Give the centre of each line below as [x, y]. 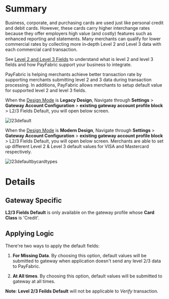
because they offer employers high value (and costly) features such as [79, 33]
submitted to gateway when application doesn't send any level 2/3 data [87, 261]
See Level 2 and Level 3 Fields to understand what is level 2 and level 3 [79, 59]
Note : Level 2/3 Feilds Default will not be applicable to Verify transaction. [82, 291]
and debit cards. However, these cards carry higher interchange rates [78, 28]
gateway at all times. [34, 281]
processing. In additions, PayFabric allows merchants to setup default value [84, 85]
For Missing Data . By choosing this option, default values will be [79, 255]
